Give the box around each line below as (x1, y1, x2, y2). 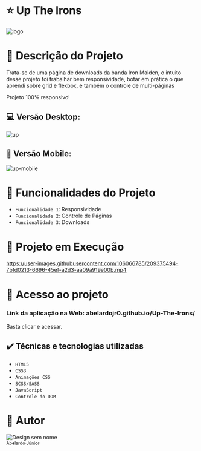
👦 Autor (6, 413, 45, 427)
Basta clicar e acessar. (6, 323, 63, 330)
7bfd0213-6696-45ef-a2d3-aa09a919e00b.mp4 (6, 266, 127, 274)
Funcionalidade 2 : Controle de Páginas (14, 212, 112, 220)
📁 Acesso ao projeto (6, 288, 109, 301)
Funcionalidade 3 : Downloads (14, 219, 90, 226)
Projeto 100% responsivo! (6, 93, 71, 100)
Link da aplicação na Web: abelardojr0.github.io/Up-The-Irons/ (6, 309, 195, 317)
